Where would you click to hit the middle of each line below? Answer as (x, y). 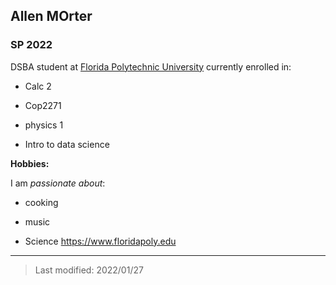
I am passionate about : (58, 183)
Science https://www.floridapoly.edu (100, 241)
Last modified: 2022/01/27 (89, 270)
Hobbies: (30, 163)
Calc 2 (38, 86)
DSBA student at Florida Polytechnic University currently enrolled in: (151, 66)
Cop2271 (43, 105)
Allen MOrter (51, 16)
